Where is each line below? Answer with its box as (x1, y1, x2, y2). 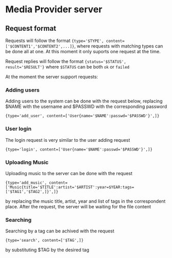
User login (5, 125, 32, 133)
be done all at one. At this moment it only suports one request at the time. (5, 49, 161, 54)
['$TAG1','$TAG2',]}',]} (5, 189, 59, 194)
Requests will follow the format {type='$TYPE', (5, 37, 104, 44)
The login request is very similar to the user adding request (5, 137, 130, 143)
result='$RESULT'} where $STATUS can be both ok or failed (5, 64, 130, 70)
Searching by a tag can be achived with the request (5, 228, 114, 234)
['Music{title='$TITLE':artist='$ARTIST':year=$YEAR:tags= (5, 184, 135, 190)
